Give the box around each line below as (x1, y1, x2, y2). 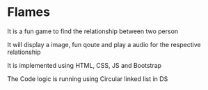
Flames (7, 4, 51, 20)
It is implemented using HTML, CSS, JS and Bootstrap (7, 61, 162, 69)
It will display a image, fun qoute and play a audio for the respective (7, 40, 201, 48)
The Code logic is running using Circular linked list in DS (7, 74, 168, 83)
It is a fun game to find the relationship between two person (7, 27, 179, 35)
